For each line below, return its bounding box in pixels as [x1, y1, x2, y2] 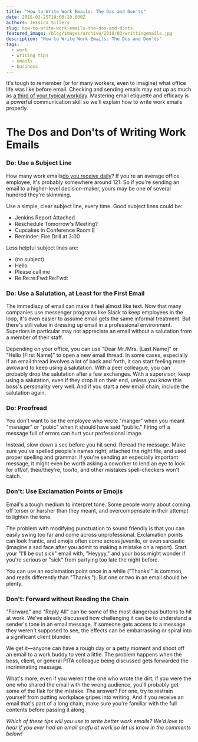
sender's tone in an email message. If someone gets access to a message [6, 620, 186, 628]
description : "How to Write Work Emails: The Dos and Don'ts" [6, 36, 162, 42]
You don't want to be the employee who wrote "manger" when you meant [6, 417, 185, 425]
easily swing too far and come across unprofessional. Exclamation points [6, 531, 183, 538]
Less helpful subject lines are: [6, 244, 78, 251]
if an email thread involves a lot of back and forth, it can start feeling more [6, 358, 186, 365]
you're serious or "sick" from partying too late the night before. [6, 556, 159, 563]
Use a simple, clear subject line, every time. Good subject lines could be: [6, 202, 183, 209]
